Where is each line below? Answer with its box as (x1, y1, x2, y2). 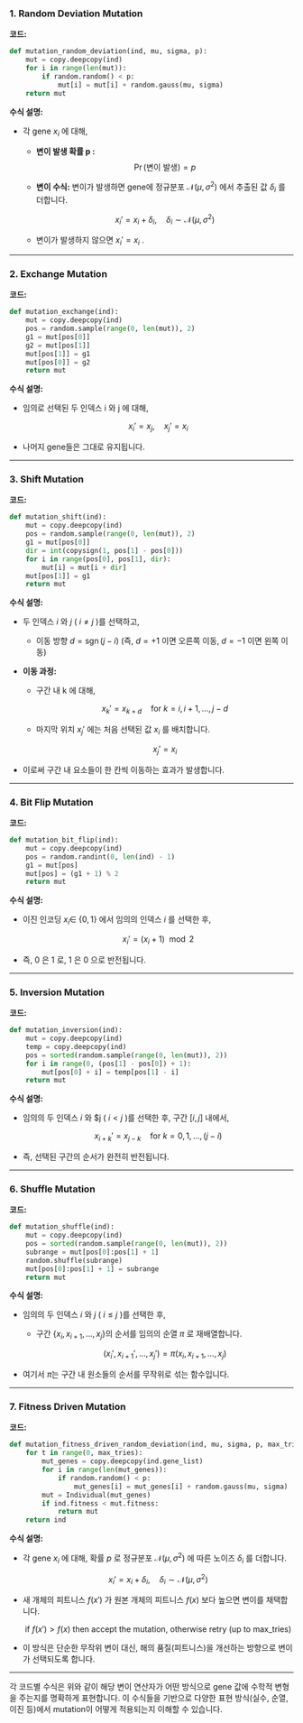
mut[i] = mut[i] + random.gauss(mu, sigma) (57, 80, 224, 89)
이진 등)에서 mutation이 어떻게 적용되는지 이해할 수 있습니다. (9, 1704, 223, 1715)
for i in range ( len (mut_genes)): (41, 1465, 168, 1474)
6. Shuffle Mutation (9, 1183, 96, 1195)
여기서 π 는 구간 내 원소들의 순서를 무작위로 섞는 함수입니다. (22, 1369, 230, 1380)
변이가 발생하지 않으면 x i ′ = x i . (35, 235, 144, 248)
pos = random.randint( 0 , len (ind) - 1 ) (25, 852, 176, 861)
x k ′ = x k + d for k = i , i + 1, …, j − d (101, 703, 228, 716)
